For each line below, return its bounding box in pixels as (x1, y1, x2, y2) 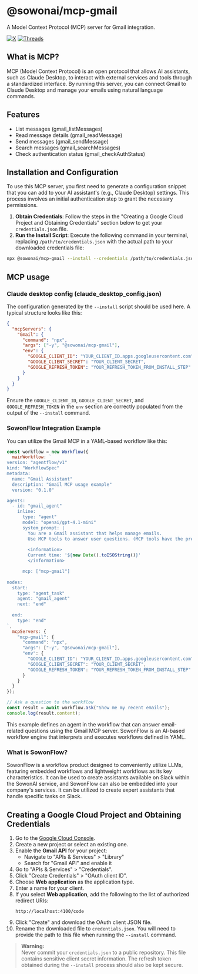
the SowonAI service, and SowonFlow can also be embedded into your (6, 780, 178, 788)
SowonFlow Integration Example (6, 424, 101, 432)
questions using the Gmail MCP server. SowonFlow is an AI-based (25, 727, 185, 734)
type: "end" (17, 618, 46, 623)
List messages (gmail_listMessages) (15, 125, 103, 132)
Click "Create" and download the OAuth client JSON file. (15, 919, 152, 926)
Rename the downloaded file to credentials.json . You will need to (15, 925, 176, 932)
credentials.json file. (15, 225, 68, 233)
